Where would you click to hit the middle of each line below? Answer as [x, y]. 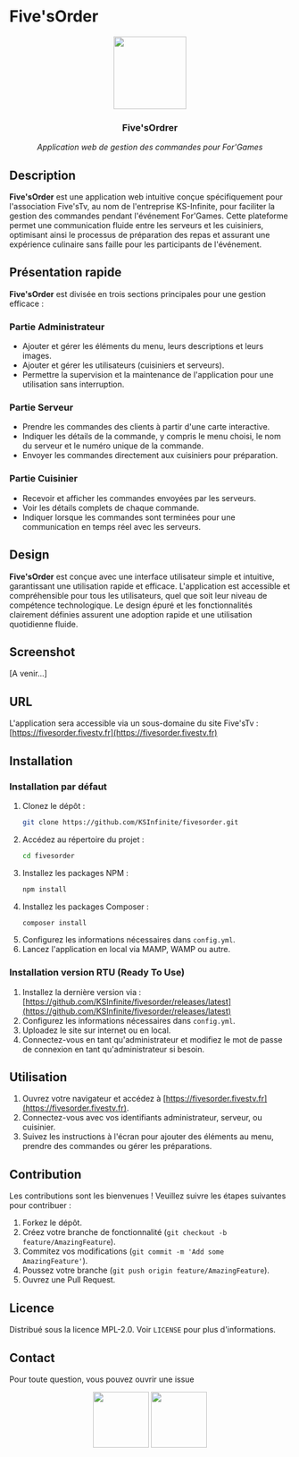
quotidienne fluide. [44, 624]
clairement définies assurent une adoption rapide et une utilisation [131, 614]
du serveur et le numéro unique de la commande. [112, 446]
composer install [54, 923]
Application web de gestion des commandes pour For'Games [150, 147]
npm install [44, 889]
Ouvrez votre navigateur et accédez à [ [94, 1099]
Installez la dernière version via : [82, 992]
